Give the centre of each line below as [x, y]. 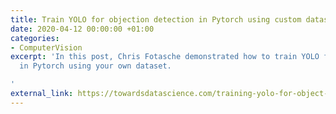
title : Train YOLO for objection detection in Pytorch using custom [156, 19]
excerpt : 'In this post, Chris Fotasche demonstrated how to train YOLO [165, 57]
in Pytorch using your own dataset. [95, 66]
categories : [35, 38]
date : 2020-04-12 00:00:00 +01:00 [82, 29]
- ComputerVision [46, 47]
